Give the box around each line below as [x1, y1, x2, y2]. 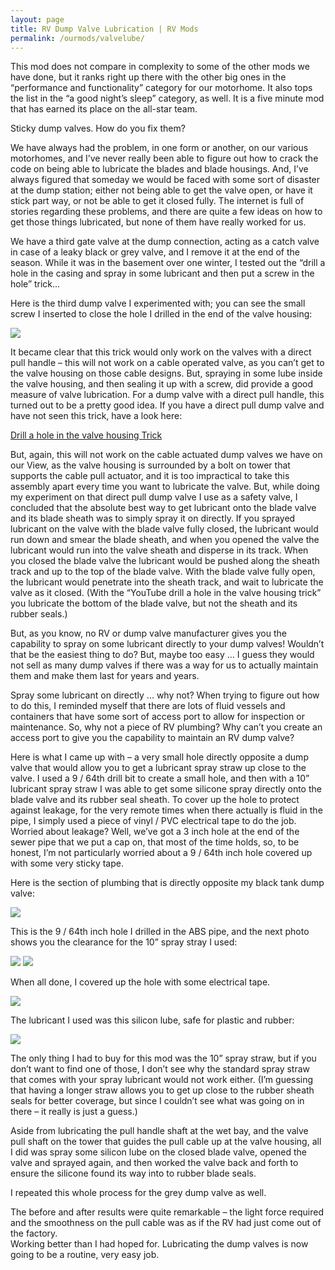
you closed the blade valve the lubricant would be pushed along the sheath [10, 555, 320, 567]
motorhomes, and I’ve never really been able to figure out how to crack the [10, 152, 319, 165]
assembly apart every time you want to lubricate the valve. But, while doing [10, 481, 320, 493]
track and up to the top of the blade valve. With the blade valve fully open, [10, 566, 316, 578]
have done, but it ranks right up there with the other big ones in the [10, 71, 287, 83]
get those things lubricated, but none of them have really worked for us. [10, 216, 307, 228]
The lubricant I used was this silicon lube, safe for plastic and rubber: [10, 1014, 295, 1026]
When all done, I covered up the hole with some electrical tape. [10, 976, 271, 988]
